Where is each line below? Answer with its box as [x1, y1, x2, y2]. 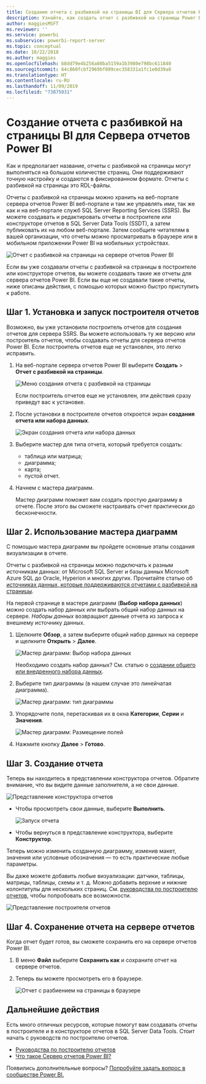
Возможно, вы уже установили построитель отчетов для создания [6, 323, 182, 331]
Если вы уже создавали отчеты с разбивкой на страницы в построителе [6, 263, 197, 271]
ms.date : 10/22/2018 [6, 49, 59, 55]
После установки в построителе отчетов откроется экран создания [15, 410, 195, 417]
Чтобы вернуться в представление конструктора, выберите [15, 829, 173, 836]
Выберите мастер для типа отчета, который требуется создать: [15, 440, 183, 448]
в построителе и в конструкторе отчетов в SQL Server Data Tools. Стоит [6, 1027, 195, 1035]
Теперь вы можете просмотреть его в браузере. [15, 975, 143, 983]
